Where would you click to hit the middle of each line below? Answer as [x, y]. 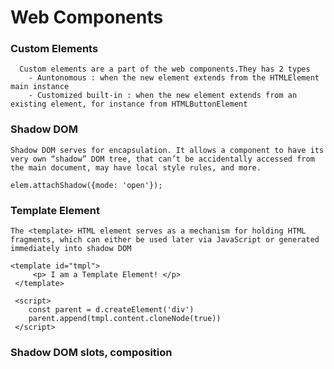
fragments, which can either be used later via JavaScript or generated [165, 240]
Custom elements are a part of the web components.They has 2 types [165, 69]
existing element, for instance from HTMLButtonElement [129, 104]
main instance [40, 87]
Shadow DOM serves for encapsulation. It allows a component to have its [167, 150]
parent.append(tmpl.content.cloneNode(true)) [125, 319]
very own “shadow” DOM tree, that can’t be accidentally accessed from [162, 159]
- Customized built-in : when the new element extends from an [163, 96]
